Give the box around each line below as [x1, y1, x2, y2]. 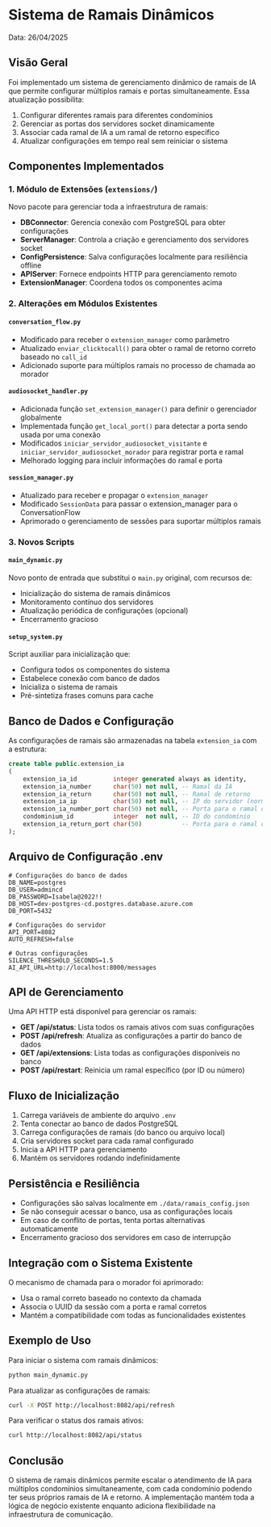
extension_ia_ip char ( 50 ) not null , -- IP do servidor [23, 797, 244, 806]
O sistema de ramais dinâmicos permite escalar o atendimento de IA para [8, 1475, 252, 1485]
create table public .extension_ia [8, 760, 125, 768]
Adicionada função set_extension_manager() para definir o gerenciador [19, 404, 257, 413]
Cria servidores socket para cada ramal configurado [19, 1136, 194, 1146]
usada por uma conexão [19, 429, 101, 439]
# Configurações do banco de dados [8, 871, 128, 879]
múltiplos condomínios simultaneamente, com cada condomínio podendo [8, 1484, 252, 1494]
